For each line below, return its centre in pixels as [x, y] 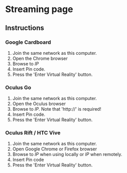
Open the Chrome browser [40, 58]
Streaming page [39, 9]
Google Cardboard [28, 42]
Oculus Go [18, 88]
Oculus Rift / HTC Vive [33, 133]
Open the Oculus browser [39, 104]
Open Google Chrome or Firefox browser [54, 149]
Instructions [25, 28]
